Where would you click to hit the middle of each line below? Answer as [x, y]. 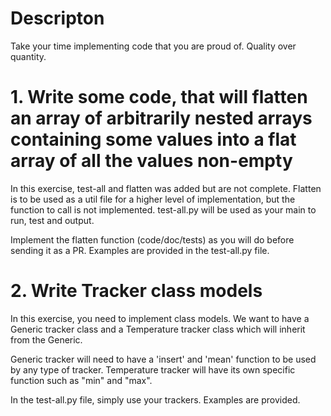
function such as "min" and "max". [81, 380]
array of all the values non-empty [151, 161]
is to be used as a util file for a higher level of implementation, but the [153, 199]
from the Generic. [46, 339]
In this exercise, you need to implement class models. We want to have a [160, 318]
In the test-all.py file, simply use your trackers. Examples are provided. [155, 399]
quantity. [28, 56]
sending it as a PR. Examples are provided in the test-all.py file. [140, 250]
